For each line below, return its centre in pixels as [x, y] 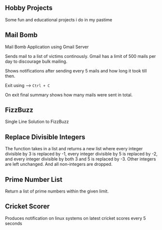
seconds [14, 223]
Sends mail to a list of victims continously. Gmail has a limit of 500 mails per [81, 56]
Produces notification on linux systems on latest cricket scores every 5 [75, 218]
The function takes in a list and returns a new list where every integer [74, 149]
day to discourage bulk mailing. [36, 61]
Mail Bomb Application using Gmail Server [47, 47]
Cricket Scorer [27, 206]
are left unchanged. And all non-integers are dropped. [59, 164]
